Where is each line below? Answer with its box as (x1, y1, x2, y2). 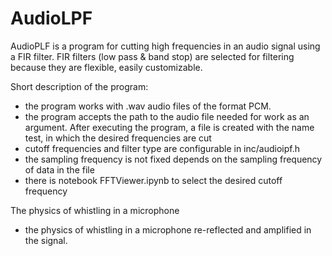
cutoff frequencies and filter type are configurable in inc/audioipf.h (24, 142, 300, 154)
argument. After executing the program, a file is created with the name (24, 121, 315, 133)
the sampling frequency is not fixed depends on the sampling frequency (24, 153, 323, 165)
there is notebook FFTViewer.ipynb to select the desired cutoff (24, 174, 283, 186)
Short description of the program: (10, 80, 149, 92)
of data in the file (24, 163, 95, 176)
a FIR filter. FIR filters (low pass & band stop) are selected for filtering (10, 50, 295, 62)
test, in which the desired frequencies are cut (24, 132, 212, 144)
